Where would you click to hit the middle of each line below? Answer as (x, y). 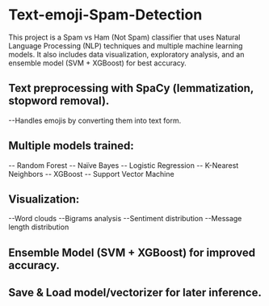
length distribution (39, 227)
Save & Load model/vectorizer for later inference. (135, 293)
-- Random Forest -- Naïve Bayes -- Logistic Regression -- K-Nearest (124, 165)
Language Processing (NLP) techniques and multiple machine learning (126, 45)
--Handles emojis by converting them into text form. (95, 120)
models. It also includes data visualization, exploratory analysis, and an (126, 54)
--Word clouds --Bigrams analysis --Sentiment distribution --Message (125, 219)
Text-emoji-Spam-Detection (105, 15)
